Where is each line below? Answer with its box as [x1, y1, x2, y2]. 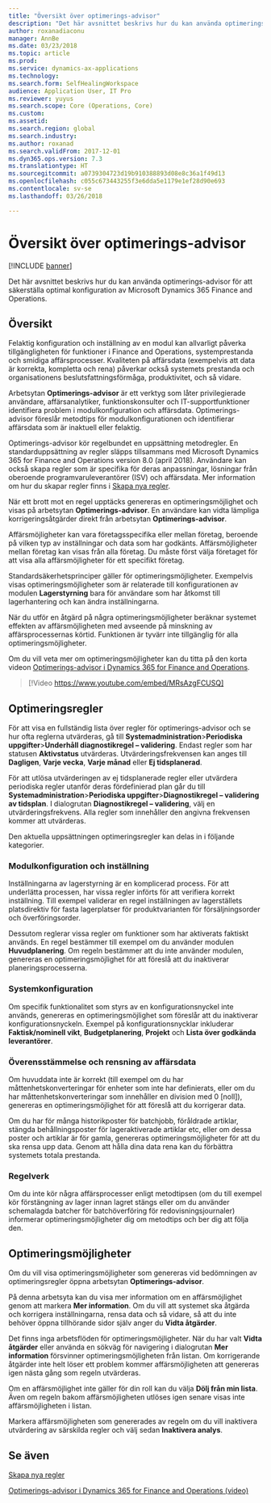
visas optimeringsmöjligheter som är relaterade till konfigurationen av [8, 579, 239, 590]
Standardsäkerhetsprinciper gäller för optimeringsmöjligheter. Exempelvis [8, 571, 253, 581]
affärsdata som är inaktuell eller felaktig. [8, 423, 142, 432]
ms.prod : [8, 57, 38, 65]
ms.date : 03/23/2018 [8, 42, 78, 50]
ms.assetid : [8, 117, 48, 125]
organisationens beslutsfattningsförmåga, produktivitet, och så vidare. [8, 373, 242, 382]
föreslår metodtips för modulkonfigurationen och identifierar [35, 414, 235, 424]
